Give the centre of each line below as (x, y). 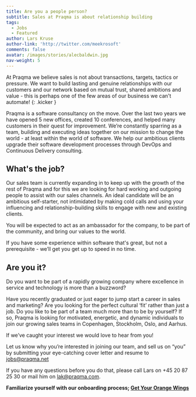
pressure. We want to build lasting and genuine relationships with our (89, 83)
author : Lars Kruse (30, 39)
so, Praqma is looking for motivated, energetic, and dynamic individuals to (95, 318)
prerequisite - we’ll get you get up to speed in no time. (71, 249)
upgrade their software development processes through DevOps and (89, 144)
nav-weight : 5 (23, 60)
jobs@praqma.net (27, 359)
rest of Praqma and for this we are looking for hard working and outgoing (94, 189)
